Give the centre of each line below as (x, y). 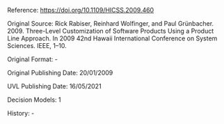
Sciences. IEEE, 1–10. (37, 46)
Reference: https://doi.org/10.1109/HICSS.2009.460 (81, 10)
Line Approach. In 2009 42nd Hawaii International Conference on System (112, 38)
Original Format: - (32, 59)
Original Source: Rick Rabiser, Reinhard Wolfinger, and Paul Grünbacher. (111, 23)
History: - (21, 113)
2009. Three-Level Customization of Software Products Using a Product (111, 31)
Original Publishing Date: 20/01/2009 (60, 73)
